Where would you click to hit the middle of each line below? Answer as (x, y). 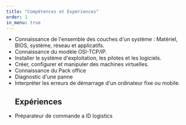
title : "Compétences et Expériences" (53, 11)
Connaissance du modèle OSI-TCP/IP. (61, 52)
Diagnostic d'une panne (44, 77)
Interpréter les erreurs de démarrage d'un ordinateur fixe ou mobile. (97, 83)
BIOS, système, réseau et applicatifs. (59, 45)
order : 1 (17, 17)
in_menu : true (24, 22)
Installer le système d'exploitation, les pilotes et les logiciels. (88, 58)
